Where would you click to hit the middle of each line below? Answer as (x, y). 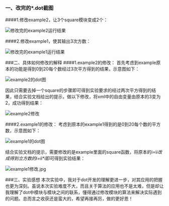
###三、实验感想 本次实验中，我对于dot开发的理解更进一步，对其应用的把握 (84, 180)
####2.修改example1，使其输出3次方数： (48, 41)
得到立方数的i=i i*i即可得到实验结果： (47, 158)
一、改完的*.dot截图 (29, 8)
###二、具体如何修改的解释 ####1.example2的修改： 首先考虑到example (81, 63)
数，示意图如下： (23, 131)
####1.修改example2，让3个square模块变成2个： (57, 20)
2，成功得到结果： (24, 103)
